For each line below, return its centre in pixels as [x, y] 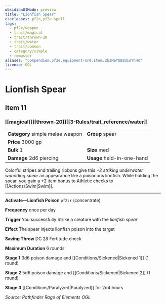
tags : [11, 24]
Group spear [102, 134]
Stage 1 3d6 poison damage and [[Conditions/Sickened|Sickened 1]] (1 [77, 258]
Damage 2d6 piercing [33, 158]
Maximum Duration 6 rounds [35, 248]
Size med [98, 150]
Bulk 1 [15, 150]
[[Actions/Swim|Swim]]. [29, 186]
